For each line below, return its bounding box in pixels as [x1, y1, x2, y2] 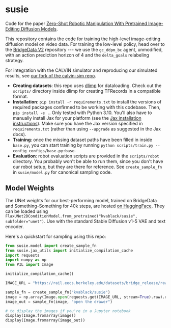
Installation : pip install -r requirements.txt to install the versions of [12, 98, 162, 105]
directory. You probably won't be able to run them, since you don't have [12, 158, 163, 164]
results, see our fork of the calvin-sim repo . [5, 72, 97, 78]
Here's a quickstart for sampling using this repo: [5, 233, 106, 239]
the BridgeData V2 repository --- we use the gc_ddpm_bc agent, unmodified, [5, 46, 163, 52]
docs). [12, 131, 26, 137]
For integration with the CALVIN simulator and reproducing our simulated [5, 67, 158, 73]
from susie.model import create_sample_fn [5, 243, 97, 248]
